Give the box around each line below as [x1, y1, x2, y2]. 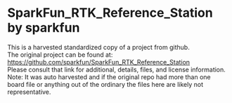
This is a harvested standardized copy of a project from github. [7, 43, 190, 51]
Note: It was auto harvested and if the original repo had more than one [7, 72, 211, 81]
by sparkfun [7, 20, 80, 36]
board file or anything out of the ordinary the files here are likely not [7, 80, 204, 88]
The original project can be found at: [7, 50, 113, 59]
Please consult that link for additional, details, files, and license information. [7, 65, 226, 74]
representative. [7, 88, 51, 96]
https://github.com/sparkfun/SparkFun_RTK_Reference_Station [7, 57, 191, 66]
